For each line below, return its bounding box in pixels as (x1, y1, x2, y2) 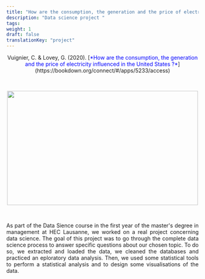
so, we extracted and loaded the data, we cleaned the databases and (6, 248, 199, 255)
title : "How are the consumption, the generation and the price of (6, 9, 182, 15)
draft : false (6, 32, 40, 38)
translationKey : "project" (6, 37, 75, 43)
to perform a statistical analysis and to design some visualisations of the (6, 261, 199, 268)
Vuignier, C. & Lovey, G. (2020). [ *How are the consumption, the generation (7, 54, 198, 61)
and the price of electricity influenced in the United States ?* (25, 60, 178, 68)
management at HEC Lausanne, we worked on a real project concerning (6, 228, 199, 235)
